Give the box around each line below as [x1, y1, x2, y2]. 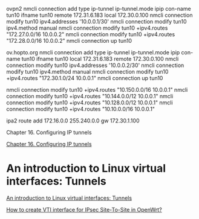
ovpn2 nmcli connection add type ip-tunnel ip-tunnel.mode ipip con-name [6, 5, 192, 12]
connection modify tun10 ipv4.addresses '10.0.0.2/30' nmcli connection [6, 62, 184, 69]
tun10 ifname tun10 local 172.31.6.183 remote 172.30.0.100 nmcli [21, 56, 179, 62]
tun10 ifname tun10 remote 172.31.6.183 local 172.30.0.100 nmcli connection [6, 11, 193, 19]
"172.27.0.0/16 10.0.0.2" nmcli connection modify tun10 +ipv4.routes [6, 31, 175, 38]
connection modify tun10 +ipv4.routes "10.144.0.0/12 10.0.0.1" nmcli [6, 93, 174, 100]
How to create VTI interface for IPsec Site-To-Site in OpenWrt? [6, 206, 162, 213]
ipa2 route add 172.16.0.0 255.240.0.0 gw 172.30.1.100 [6, 117, 140, 124]
